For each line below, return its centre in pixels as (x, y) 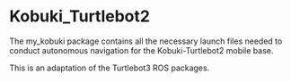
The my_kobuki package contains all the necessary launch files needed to (146, 41)
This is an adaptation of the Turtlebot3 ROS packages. (110, 68)
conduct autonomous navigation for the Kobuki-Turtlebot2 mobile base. (141, 50)
